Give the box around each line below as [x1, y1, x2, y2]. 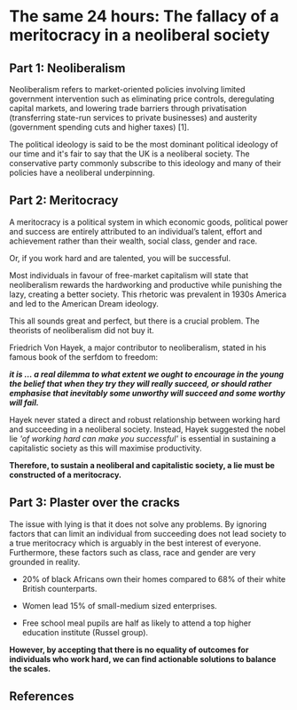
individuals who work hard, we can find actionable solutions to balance [9, 653, 277, 664]
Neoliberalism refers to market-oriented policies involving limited [9, 84, 246, 94]
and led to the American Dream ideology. [9, 298, 160, 308]
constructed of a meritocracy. [9, 469, 122, 480]
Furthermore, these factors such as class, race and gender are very [9, 546, 256, 557]
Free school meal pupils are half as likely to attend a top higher [21, 618, 252, 628]
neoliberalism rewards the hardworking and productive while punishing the [9, 279, 282, 290]
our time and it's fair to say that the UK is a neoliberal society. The [9, 148, 250, 159]
